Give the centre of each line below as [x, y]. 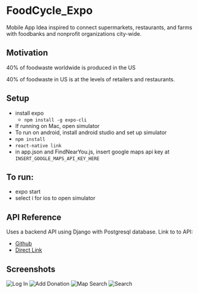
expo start [28, 192]
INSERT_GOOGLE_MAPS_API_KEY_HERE [57, 158]
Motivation [27, 53]
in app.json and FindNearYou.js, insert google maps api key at [92, 152]
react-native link [38, 146]
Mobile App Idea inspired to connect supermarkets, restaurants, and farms [99, 27]
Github [23, 244]
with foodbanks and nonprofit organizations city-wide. [74, 33]
